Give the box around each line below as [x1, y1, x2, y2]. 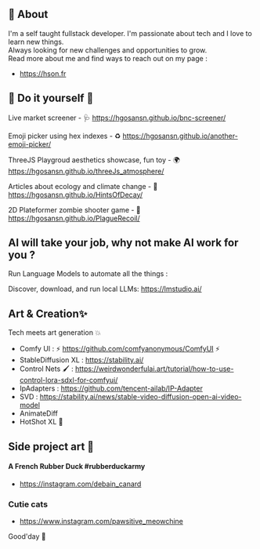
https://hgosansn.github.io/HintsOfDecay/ [8, 190, 143, 199]
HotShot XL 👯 [19, 417, 63, 427]
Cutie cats [8, 499, 49, 510]
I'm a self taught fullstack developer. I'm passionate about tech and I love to [8, 28, 252, 38]
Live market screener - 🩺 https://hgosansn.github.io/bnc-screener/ [8, 113, 226, 122]
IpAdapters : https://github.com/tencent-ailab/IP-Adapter [19, 384, 204, 393]
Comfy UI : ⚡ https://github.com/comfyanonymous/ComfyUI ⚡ [19, 344, 221, 354]
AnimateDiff [19, 409, 59, 418]
